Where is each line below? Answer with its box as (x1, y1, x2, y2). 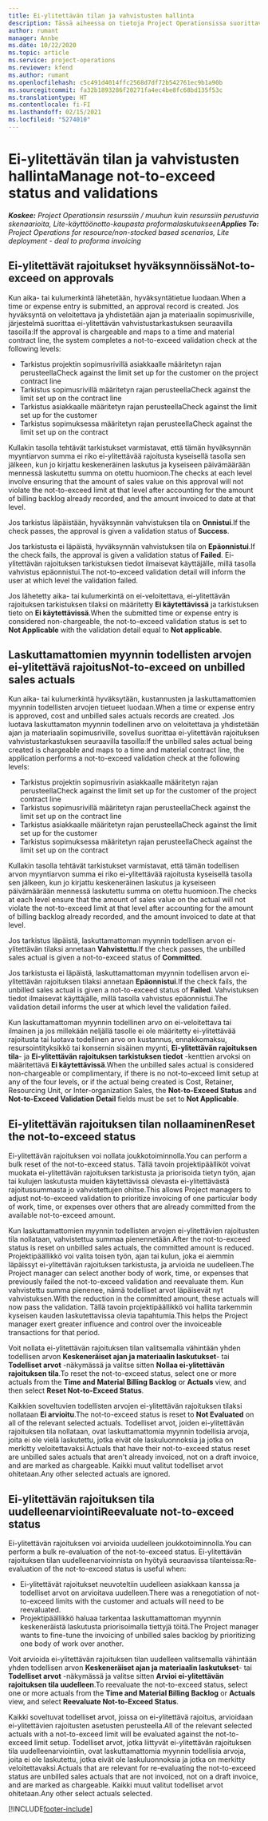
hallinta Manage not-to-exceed (8, 167, 215, 185)
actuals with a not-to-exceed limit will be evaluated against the (8, 1729, 214, 1739)
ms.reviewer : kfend (8, 64, 73, 72)
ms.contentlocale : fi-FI (8, 101, 91, 109)
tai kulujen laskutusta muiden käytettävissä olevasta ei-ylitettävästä (8, 1176, 230, 1187)
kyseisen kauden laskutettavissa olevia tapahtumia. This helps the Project (8, 1311, 249, 1321)
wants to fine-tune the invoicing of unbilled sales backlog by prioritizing (19, 1631, 256, 1640)
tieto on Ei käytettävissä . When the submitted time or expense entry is (8, 608, 239, 618)
